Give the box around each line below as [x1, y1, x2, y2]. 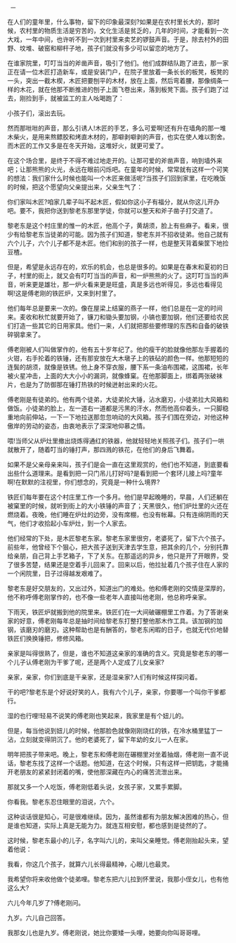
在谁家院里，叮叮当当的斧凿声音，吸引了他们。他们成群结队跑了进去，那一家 [7, 59, 229, 67]
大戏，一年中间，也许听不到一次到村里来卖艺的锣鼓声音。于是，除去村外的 [7, 35, 223, 44]
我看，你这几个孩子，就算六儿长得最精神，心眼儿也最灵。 [7, 860, 173, 868]
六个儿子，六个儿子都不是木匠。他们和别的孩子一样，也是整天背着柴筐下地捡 [7, 239, 229, 247]
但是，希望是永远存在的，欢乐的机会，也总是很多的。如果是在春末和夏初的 [7, 263, 223, 271]
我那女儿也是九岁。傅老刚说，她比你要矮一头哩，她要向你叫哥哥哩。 [7, 928, 204, 937]
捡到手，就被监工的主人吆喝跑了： [25, 94, 124, 102]
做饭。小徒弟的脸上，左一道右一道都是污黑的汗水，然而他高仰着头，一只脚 [7, 404, 223, 412]
